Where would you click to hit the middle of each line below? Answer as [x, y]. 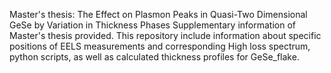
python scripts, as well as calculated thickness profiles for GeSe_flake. [154, 57]
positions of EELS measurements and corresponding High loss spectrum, [160, 46]
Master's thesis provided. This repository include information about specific [165, 35]
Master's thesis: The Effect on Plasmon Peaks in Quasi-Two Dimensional [158, 14]
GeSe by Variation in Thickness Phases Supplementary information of [152, 25]
